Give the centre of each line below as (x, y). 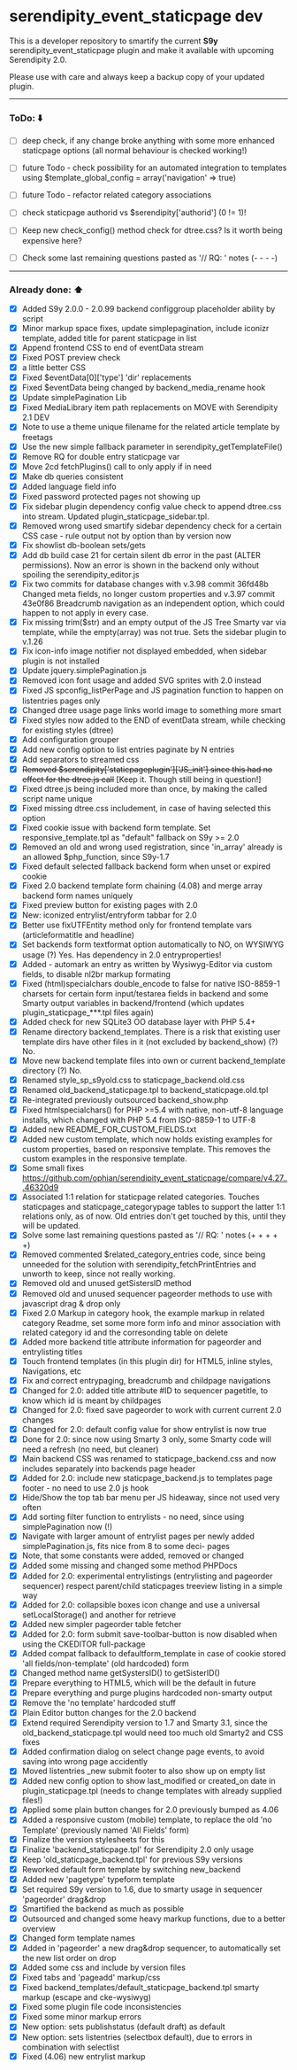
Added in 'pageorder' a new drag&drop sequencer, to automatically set (151, 1948)
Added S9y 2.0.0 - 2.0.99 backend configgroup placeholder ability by (148, 308)
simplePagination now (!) (67, 1527)
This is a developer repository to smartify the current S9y (114, 41)
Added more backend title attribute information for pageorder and (141, 1341)
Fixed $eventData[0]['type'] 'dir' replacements (107, 377)
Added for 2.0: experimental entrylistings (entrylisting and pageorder (147, 1576)
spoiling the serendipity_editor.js (80, 575)
